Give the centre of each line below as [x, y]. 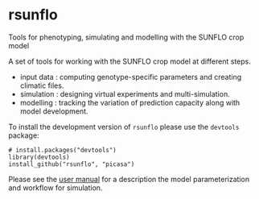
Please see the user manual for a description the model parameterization [129, 179]
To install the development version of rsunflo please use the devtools [124, 126]
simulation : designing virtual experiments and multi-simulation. [125, 93]
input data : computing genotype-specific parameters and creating [131, 77]
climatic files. [42, 85]
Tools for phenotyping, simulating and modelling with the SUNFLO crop [126, 37]
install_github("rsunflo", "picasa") [72, 164]
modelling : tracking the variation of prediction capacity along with [130, 102]
